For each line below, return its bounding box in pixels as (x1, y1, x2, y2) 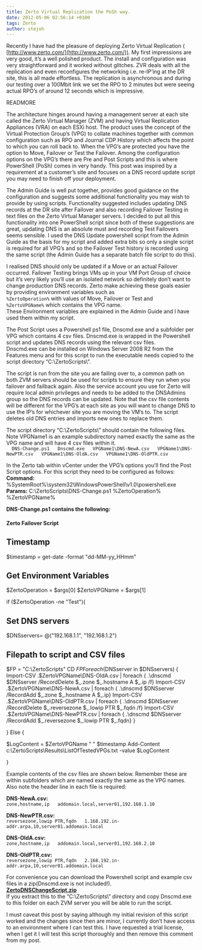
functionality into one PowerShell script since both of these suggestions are (6, 219, 195, 226)
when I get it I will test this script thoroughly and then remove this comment (6, 930, 194, 938)
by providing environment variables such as (6, 289, 115, 296)
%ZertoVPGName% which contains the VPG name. (6, 301, 122, 309)
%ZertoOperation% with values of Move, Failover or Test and (6, 295, 153, 303)
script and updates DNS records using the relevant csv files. (6, 339, 156, 346)
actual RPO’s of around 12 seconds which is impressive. (6, 87, 145, 94)
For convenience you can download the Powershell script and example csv (6, 874, 192, 881)
